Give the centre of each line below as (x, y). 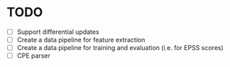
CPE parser (33, 56)
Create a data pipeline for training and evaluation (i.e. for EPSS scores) (120, 48)
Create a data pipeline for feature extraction (81, 40)
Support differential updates (58, 32)
